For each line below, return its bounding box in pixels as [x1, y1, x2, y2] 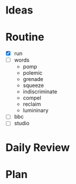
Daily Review [5, 140, 70, 154]
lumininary [22, 107, 49, 114]
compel [22, 95, 42, 102]
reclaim [22, 101, 41, 108]
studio [14, 120, 30, 127]
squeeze [22, 82, 44, 89]
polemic [22, 69, 42, 76]
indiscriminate [22, 88, 57, 95]
